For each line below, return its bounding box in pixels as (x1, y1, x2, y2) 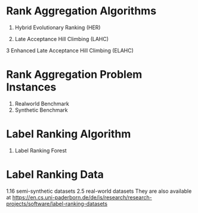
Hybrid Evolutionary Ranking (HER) (14, 24, 101, 31)
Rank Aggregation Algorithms (6, 4, 157, 18)
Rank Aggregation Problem (6, 68, 143, 82)
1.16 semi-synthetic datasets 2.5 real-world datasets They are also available (6, 187, 192, 195)
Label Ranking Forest (14, 147, 67, 154)
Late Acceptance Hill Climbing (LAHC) (14, 35, 109, 42)
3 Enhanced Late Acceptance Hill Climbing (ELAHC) (6, 46, 134, 54)
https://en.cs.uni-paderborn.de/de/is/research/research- (12, 193, 152, 201)
